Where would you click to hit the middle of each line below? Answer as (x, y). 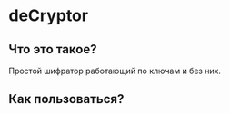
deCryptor (48, 16)
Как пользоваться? (66, 99)
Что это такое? (53, 49)
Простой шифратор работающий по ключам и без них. (115, 71)
